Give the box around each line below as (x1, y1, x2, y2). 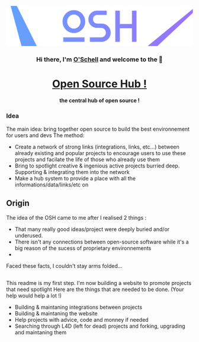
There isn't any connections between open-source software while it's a (14, 238, 189, 245)
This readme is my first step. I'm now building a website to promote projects (6, 279, 191, 286)
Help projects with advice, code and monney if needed (14, 316, 149, 323)
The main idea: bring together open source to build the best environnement (6, 125, 190, 132)
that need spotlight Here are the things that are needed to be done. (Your (6, 286, 184, 293)
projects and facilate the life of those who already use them (14, 156, 160, 163)
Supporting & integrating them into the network (14, 168, 130, 175)
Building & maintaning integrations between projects (14, 303, 143, 311)
